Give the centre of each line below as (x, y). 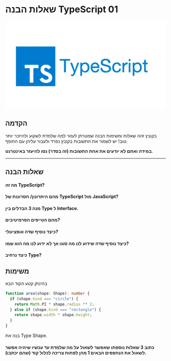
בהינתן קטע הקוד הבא (26, 283)
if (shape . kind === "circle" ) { (44, 299)
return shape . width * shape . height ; (53, 315)
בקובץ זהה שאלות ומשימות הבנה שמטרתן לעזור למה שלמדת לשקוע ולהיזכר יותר (81, 136)
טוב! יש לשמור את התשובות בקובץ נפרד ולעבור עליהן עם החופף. (67, 141)
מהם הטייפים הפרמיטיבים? (33, 220)
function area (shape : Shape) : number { (48, 293)
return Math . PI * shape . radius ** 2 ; (54, 304)
